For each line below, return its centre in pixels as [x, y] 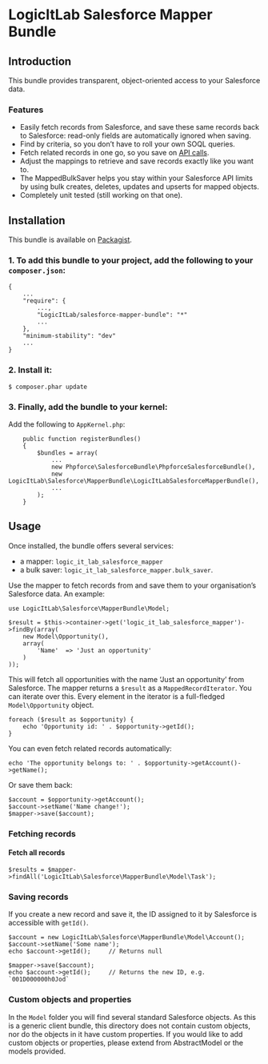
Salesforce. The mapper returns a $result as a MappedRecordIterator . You [130, 688]
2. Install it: [30, 370]
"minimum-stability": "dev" [69, 336]
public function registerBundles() [82, 439]
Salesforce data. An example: [57, 593]
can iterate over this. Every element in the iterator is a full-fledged [117, 696]
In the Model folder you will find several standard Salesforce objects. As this [132, 1017]
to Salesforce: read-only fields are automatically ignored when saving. [136, 136]
